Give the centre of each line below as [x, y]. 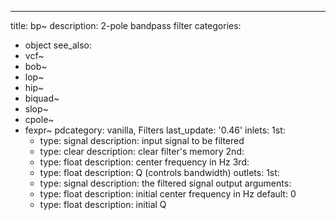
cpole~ [39, 119]
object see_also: [58, 45]
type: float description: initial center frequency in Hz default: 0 [168, 194]
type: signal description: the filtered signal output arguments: [165, 183]
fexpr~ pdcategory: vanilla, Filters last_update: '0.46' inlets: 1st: [155, 130]
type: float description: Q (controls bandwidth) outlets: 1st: [159, 172]
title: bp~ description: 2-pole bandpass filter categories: [126, 25]
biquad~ [42, 98]
